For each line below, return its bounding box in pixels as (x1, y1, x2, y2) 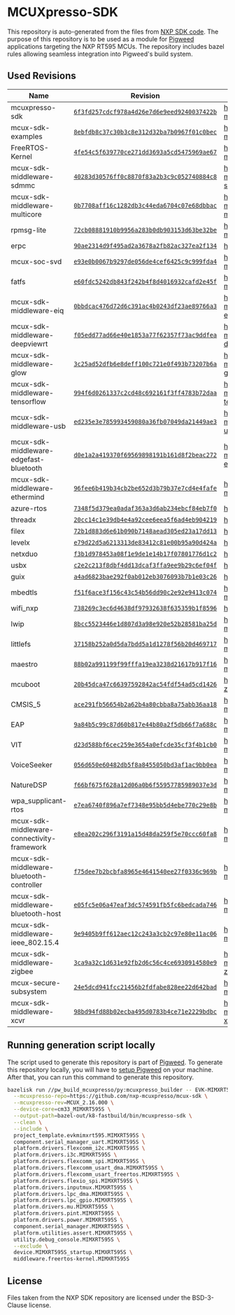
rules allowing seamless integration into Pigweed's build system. (7, 50, 194, 58)
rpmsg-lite (10, 225, 47, 235)
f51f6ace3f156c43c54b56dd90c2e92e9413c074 (73, 588, 218, 596)
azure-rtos (10, 503, 48, 513)
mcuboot (10, 679, 41, 689)
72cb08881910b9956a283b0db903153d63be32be (73, 225, 218, 234)
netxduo (10, 549, 38, 559)
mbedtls (10, 587, 38, 597)
